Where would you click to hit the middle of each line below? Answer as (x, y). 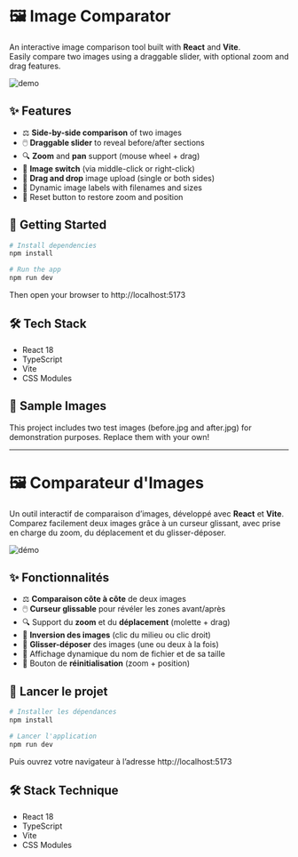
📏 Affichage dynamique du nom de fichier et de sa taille (124, 654)
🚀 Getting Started (58, 225)
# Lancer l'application (53, 736)
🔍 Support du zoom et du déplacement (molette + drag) (126, 622)
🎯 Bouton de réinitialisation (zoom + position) (106, 663)
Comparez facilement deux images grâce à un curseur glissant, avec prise (145, 523)
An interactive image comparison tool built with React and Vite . (125, 47)
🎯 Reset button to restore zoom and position (102, 196)
